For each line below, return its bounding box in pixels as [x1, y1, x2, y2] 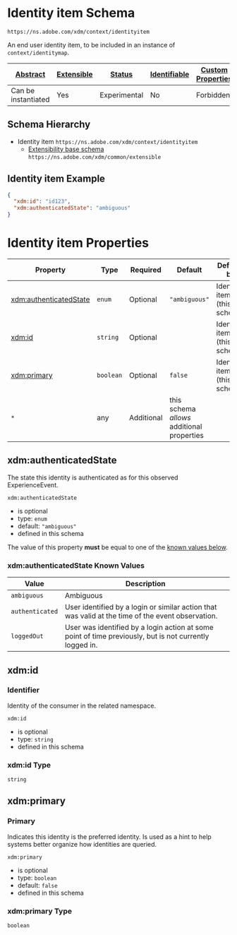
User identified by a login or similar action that [64, 602, 217, 612]
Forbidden [196, 90, 231, 100]
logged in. [64, 641, 98, 650]
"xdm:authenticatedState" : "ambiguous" [13, 205, 131, 212]
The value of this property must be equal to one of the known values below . [7, 542, 228, 552]
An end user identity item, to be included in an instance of [7, 40, 176, 49]
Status [110, 69, 133, 79]
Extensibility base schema [28, 145, 104, 153]
